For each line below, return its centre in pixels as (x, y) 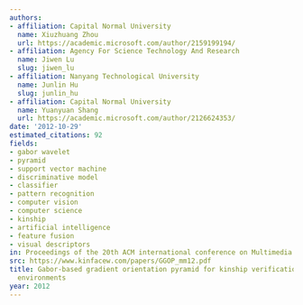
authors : (26, 18)
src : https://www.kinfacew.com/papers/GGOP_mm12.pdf (110, 261)
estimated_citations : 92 (56, 135)
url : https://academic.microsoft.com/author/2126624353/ (127, 118)
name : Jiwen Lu (46, 60)
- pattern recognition (52, 194)
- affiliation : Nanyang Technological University (105, 77)
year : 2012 (30, 286)
